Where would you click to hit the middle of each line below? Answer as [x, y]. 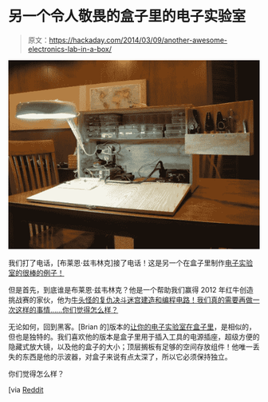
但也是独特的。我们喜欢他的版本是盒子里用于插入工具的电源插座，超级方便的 [134, 336]
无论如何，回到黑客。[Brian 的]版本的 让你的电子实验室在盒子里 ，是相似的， [132, 326]
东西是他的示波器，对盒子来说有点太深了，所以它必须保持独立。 [127, 356]
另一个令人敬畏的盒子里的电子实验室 [127, 16]
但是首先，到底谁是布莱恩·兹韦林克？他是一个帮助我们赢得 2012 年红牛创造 [131, 289]
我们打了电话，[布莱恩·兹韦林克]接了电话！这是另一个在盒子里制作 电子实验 [131, 263]
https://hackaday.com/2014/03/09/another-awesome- [138, 40]
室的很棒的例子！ [36, 273]
